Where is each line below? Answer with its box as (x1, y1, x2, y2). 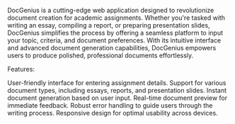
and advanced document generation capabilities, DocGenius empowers (7, 44, 217, 52)
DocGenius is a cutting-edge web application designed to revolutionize (7, 6, 214, 14)
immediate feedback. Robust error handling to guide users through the (7, 101, 213, 109)
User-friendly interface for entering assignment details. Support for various (7, 79, 227, 87)
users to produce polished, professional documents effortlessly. (7, 51, 194, 60)
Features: (7, 65, 35, 73)
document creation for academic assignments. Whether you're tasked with (7, 13, 225, 22)
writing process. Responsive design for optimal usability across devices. (7, 109, 218, 117)
